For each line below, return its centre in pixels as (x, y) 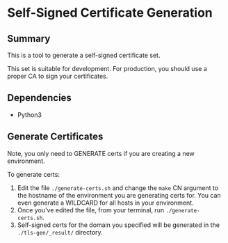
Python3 (29, 115)
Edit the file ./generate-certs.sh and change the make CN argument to (118, 188)
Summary (29, 39)
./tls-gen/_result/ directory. (60, 232)
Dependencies (39, 98)
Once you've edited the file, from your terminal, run (91, 210)
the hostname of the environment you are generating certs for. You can (119, 195)
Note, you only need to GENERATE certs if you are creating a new (101, 153)
